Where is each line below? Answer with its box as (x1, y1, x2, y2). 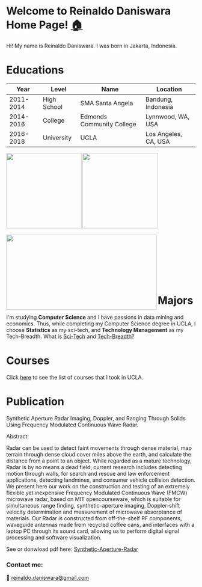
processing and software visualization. (6, 533, 102, 541)
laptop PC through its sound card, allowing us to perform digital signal (6, 527, 179, 535)
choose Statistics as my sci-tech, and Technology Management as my (6, 326, 184, 333)
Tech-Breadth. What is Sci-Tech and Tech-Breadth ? (6, 333, 135, 340)
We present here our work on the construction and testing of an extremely (6, 482, 191, 490)
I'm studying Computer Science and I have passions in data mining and (6, 313, 184, 321)
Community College (80, 120, 136, 128)
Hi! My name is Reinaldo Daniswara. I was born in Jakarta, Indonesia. (6, 42, 177, 49)
